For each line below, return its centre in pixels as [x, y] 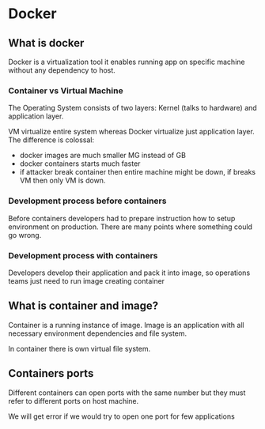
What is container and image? [83, 306]
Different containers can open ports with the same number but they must [127, 393]
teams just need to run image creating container [86, 280]
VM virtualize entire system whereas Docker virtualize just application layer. [131, 132]
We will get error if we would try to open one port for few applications [121, 416]
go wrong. [25, 235]
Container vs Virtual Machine [66, 90]
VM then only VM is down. [62, 181]
